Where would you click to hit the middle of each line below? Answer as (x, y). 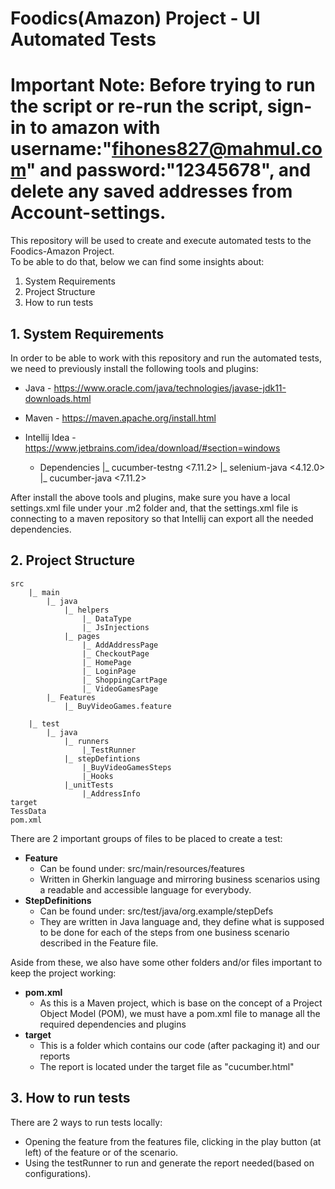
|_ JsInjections (115, 627)
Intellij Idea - (50, 437)
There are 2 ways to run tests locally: (86, 1122)
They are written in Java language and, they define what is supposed (182, 921)
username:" (61, 149)
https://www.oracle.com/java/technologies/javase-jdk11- (170, 388)
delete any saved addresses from (151, 191)
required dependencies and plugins (113, 1024)
